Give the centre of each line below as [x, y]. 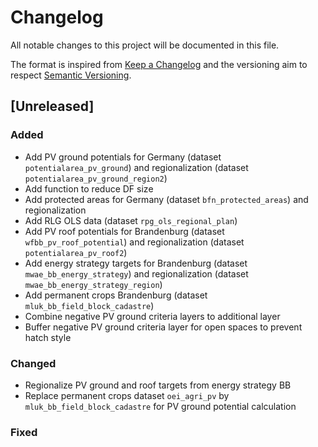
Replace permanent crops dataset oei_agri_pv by [127, 395]
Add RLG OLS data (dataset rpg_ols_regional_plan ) [131, 220]
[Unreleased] [52, 106]
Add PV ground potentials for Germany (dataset [123, 157]
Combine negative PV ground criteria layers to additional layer [152, 316]
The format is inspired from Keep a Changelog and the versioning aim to [159, 64]
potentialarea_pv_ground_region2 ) [96, 178]
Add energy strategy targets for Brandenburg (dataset [136, 263]
